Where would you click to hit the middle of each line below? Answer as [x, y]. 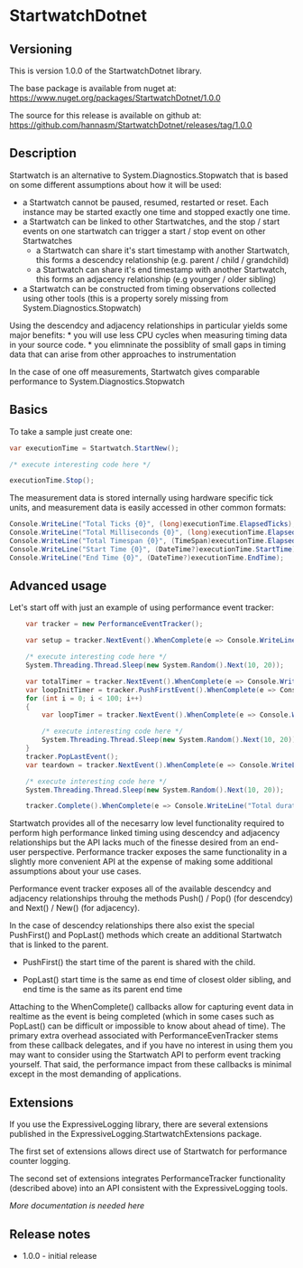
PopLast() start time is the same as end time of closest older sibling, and [156, 980]
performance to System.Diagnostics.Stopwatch [97, 381]
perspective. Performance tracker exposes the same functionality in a [158, 852]
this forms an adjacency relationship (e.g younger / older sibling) [156, 279]
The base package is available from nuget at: [93, 88]
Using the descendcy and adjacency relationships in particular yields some [149, 325]
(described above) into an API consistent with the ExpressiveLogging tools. [149, 1188]
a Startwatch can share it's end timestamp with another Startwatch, [161, 269]
